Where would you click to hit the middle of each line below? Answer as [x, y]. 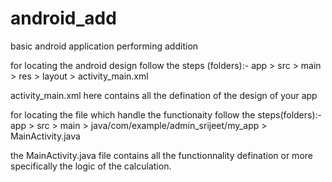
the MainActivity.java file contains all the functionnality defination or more [161, 155]
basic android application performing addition [104, 46]
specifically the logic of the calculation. [91, 166]
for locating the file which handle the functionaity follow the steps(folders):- [166, 114]
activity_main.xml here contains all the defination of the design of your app [164, 95]
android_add [63, 18]
